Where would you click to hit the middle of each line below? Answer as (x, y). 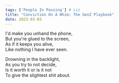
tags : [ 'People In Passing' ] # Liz (43, 10)
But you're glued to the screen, (37, 39)
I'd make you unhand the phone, (39, 34)
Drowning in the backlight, (33, 59)
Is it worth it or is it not (29, 70)
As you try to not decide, (31, 65)
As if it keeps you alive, (29, 44)
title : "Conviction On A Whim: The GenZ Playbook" (60, 15)
